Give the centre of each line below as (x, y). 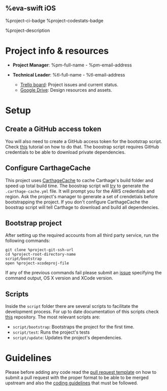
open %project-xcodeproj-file (37, 263)
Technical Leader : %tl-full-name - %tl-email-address (69, 75)
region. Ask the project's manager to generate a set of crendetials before (82, 196)
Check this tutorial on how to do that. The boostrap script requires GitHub (82, 147)
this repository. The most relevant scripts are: (53, 317)
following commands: (28, 241)
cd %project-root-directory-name (41, 255)
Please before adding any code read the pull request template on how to (81, 372)
